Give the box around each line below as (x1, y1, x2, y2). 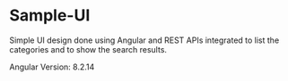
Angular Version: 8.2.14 (9, 61, 95, 72)
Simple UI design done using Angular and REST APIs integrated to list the (9, 35, 280, 45)
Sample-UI (9, 5, 91, 26)
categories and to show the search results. (9, 44, 168, 54)
